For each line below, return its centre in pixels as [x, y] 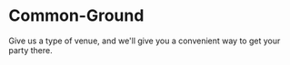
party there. [30, 50]
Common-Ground [76, 16]
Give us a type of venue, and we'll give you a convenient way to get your [145, 41]
